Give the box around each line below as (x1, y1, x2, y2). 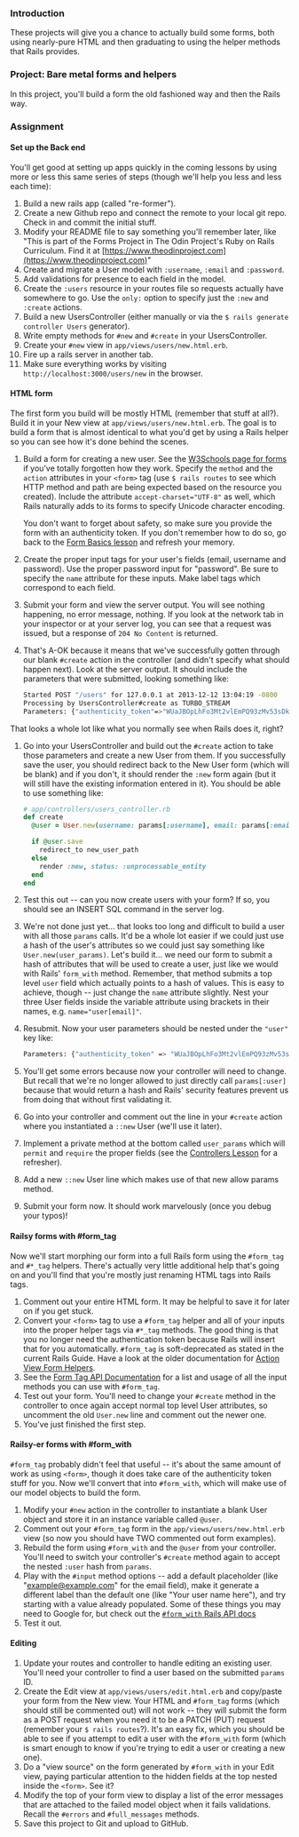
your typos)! (22, 1211, 68, 1221)
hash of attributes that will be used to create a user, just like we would (22, 958, 279, 970)
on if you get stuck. (22, 1305, 94, 1316)
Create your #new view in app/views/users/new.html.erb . (22, 339, 229, 350)
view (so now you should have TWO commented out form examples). (22, 1532, 277, 1543)
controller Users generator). (22, 321, 130, 331)
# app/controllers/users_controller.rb (22, 805, 171, 814)
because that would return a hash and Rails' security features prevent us (22, 1085, 289, 1095)
